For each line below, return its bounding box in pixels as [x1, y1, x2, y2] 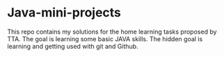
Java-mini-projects [7, 5, 122, 21]
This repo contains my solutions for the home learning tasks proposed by [7, 27, 217, 36]
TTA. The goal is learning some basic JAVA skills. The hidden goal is [7, 34, 203, 43]
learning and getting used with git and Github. [7, 42, 138, 50]
